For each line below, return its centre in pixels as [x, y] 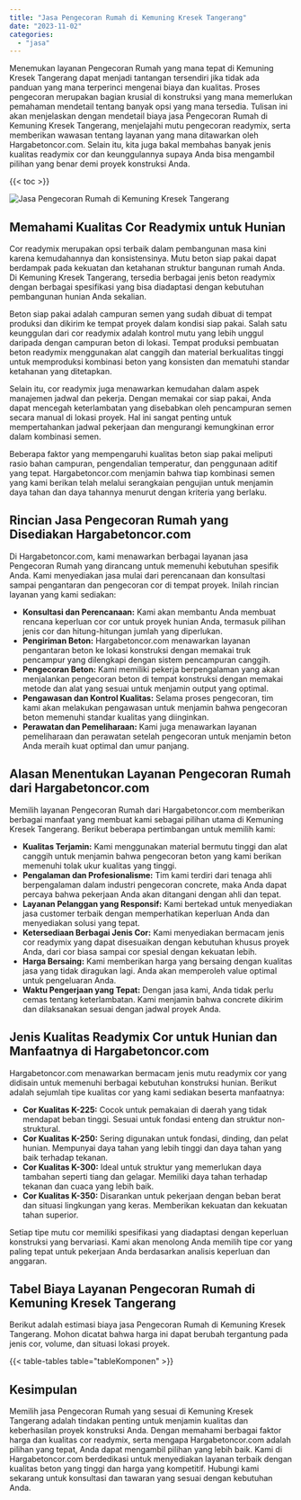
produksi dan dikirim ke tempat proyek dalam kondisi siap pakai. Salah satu [148, 324]
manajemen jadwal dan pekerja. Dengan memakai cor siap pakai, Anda [140, 399]
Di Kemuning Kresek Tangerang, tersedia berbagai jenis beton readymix [142, 278]
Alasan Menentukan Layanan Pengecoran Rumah [150, 774]
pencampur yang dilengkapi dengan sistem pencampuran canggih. [146, 660]
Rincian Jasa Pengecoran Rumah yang [119, 521]
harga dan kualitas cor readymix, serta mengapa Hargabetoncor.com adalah [150, 1440]
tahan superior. [50, 1215]
